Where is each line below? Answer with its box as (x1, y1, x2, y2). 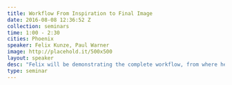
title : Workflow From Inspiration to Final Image (7, 10, 153, 17)
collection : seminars (7, 23, 70, 29)
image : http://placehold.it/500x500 (7, 49, 113, 56)
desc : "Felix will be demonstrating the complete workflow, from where (7, 61, 217, 68)
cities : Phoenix (7, 36, 54, 42)
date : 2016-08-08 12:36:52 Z (7, 16, 91, 23)
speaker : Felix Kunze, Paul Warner (7, 42, 110, 49)
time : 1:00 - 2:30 (7, 29, 60, 36)
